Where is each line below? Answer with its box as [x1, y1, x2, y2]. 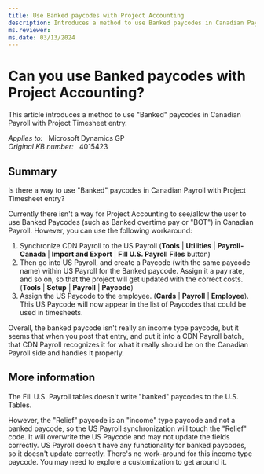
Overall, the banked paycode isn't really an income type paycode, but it [8, 323, 240, 333]
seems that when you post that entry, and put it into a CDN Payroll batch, [8, 332, 244, 340]
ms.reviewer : [8, 26, 51, 34]
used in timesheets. [19, 308, 83, 317]
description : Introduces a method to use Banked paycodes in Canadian [8, 19, 244, 27]
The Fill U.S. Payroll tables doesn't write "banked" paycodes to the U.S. [8, 391, 239, 401]
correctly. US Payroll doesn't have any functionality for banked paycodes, [8, 440, 247, 450]
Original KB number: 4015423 [8, 142, 108, 152]
